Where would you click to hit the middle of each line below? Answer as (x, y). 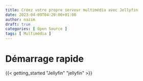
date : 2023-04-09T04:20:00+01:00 (41, 15)
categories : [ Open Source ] (36, 29)
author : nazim (20, 19)
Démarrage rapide (45, 59)
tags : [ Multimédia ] (28, 34)
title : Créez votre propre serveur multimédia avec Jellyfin (72, 10)
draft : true (18, 24)
